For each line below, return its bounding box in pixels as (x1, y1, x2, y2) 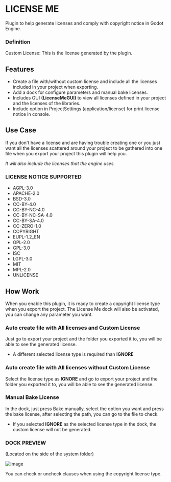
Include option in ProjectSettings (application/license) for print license (12, 106, 160, 112)
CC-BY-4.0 (12, 201, 36, 208)
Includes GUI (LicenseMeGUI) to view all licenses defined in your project (12, 95, 166, 101)
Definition (5, 38, 31, 45)
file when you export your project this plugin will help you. (5, 150, 127, 156)
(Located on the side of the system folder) (5, 451, 94, 457)
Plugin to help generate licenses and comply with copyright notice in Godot (5, 20, 164, 26)
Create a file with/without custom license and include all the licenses (12, 78, 157, 85)
